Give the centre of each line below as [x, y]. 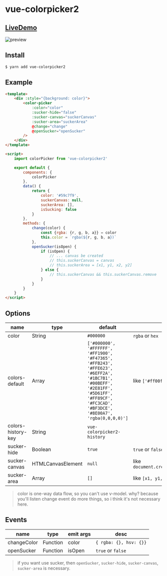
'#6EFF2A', [100, 373]
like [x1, [143, 478]
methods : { [34, 223]
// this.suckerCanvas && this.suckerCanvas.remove [103, 274]
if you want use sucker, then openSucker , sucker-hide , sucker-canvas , [88, 563]
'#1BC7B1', [100, 378]
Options [18, 313]
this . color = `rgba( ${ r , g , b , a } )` [79, 237]
